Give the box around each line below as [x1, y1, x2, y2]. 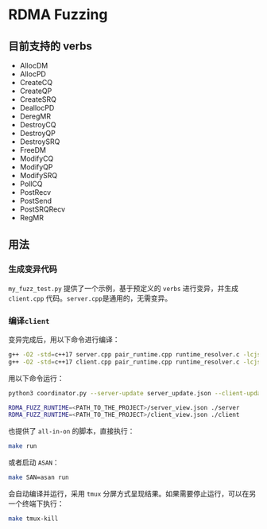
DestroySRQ [19, 137, 60, 146]
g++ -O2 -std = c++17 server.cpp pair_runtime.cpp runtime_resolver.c [8, 350, 240, 359]
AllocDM [19, 61, 48, 70]
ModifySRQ [19, 171, 58, 180]
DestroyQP [19, 129, 56, 138]
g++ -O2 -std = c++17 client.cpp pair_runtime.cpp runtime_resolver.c [8, 358, 240, 366]
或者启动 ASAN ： [8, 457, 60, 467]
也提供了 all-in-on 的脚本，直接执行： [8, 426, 135, 436]
